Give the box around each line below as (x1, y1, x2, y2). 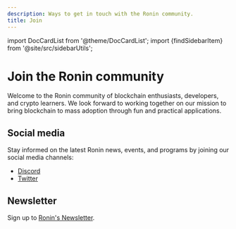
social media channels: (7, 153, 74, 162)
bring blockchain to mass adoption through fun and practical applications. (7, 106, 222, 115)
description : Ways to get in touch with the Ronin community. (7, 10, 194, 18)
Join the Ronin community (7, 68, 164, 85)
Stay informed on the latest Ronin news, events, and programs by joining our (7, 146, 230, 154)
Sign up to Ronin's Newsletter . (7, 213, 95, 222)
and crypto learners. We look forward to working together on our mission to (7, 99, 227, 108)
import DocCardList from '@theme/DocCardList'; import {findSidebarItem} (7, 36, 223, 44)
